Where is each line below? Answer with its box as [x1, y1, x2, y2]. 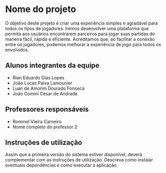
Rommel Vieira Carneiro [12, 118, 62, 124]
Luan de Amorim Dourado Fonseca [12, 85, 85, 91]
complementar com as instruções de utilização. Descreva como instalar [5, 157, 153, 163]
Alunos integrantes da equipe [5, 61, 100, 70]
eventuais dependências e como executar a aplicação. [5, 162, 118, 168]
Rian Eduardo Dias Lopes [12, 74, 65, 81]
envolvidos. [5, 47, 29, 53]
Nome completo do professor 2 [12, 124, 78, 130]
